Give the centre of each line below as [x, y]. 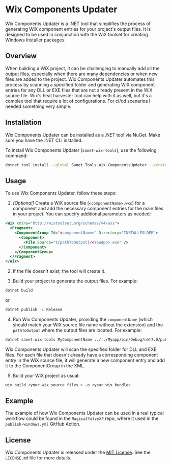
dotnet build [19, 291]
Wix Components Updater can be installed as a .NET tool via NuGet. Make [83, 135]
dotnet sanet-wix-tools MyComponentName [49, 339]
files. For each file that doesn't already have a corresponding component [82, 355]
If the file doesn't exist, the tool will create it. [59, 271]
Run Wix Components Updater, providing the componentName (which [83, 319]
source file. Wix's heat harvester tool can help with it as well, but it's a [78, 95]
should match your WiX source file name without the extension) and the [88, 325]
